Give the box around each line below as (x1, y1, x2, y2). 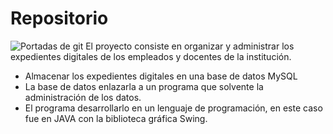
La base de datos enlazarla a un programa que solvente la (24, 80, 264, 92)
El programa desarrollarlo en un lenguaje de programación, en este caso (24, 102, 323, 114)
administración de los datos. (24, 91, 142, 103)
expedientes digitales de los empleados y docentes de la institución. (10, 50, 292, 62)
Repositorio (10, 7, 109, 30)
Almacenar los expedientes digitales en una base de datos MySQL (24, 70, 298, 82)
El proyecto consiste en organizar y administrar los (85, 40, 295, 52)
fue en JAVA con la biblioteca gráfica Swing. (24, 112, 208, 124)
